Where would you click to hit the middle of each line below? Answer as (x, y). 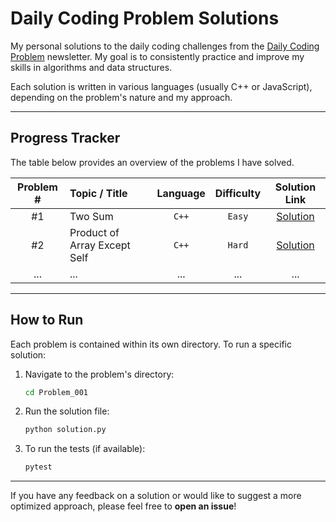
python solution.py (65, 430)
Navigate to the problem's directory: (99, 374)
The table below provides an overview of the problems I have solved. (152, 162)
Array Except (100, 245)
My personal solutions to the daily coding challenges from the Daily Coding (165, 46)
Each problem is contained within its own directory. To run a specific (151, 344)
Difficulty (238, 193)
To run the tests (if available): (85, 449)
